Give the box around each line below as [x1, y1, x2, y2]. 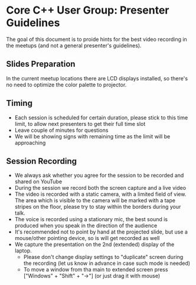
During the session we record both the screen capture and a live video [14, 184, 187, 192]
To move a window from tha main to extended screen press [23, 266, 168, 273]
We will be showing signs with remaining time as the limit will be [14, 132, 171, 140]
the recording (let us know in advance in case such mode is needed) [23, 260, 191, 267]
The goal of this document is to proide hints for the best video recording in [6, 35, 187, 43]
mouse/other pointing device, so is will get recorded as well [14, 235, 160, 242]
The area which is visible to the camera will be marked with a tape [14, 197, 176, 204]
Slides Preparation [6, 59, 76, 69]
